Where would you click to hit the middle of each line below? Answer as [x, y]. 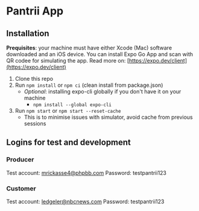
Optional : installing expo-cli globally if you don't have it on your [103, 91]
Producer [20, 160]
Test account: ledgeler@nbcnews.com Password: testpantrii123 [85, 201]
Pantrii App [35, 11]
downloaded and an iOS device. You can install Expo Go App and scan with [99, 54]
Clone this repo [34, 79]
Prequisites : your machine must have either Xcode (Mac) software [89, 48]
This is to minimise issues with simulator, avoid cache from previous [108, 117]
